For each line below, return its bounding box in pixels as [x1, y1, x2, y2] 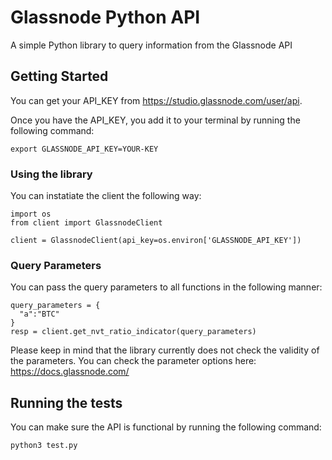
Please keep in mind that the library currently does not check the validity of [10, 344, 320, 356]
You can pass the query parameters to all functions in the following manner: [10, 281, 323, 293]
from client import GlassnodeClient [10, 218, 163, 228]
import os [10, 209, 52, 220]
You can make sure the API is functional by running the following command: [10, 421, 322, 433]
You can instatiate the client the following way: [10, 190, 202, 202]
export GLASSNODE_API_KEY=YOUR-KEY [10, 144, 159, 154]
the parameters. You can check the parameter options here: [10, 355, 257, 367]
